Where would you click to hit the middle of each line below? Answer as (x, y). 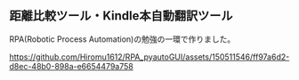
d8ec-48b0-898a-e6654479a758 (71, 66)
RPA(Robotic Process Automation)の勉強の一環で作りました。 (122, 39)
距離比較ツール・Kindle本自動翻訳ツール (121, 16)
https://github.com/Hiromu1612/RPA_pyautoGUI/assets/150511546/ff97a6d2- (149, 57)
